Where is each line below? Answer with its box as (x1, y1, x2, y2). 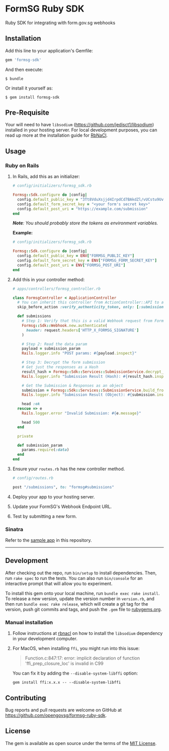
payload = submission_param (22, 346, 80, 351)
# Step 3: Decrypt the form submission (22, 360, 106, 365)
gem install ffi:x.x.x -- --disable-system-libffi (12, 680, 121, 685)
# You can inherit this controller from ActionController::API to (17, 300, 159, 305)
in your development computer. (12, 636, 78, 642)
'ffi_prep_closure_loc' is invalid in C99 (25, 660, 104, 666)
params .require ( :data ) (22, 447, 69, 453)
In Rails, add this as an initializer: (12, 174, 80, 180)
